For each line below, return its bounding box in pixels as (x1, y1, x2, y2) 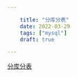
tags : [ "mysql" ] (20, 29, 68, 36)
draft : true (20, 36, 55, 43)
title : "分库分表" (20, 16, 69, 23)
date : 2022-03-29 (20, 22, 71, 30)
